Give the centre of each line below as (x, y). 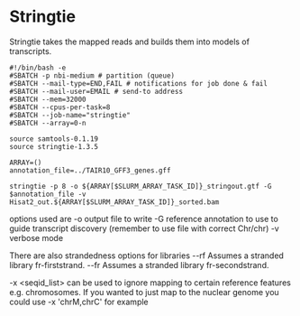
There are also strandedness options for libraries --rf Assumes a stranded (146, 256)
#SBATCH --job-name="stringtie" (70, 115)
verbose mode (36, 237)
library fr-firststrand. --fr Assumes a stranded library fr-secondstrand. (139, 265)
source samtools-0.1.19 (54, 139)
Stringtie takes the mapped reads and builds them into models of (130, 42)
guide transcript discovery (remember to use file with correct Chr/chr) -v (144, 228)
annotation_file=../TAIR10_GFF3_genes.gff (90, 170)
